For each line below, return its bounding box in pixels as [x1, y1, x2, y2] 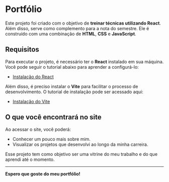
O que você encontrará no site [5, 113, 102, 121]
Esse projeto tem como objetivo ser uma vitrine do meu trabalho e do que [5, 151, 157, 157]
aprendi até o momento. [5, 156, 55, 162]
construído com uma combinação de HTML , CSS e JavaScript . [5, 31, 137, 37]
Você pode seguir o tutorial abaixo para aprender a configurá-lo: [5, 64, 139, 70]
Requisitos [5, 45, 39, 54]
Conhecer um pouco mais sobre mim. [12, 136, 91, 142]
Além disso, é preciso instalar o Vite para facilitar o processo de [5, 83, 138, 89]
